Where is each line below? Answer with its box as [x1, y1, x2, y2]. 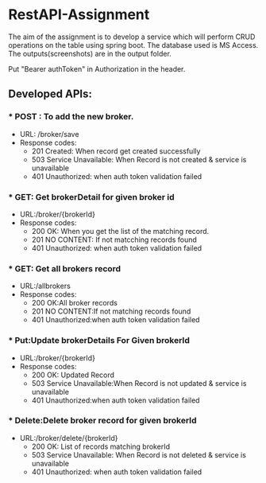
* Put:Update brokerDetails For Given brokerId [8, 335, 191, 346]
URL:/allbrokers [19, 281, 71, 291]
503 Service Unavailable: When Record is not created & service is [31, 154, 247, 164]
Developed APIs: [8, 88, 93, 101]
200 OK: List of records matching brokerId [31, 442, 171, 451]
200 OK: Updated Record [31, 370, 115, 380]
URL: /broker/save [19, 129, 79, 138]
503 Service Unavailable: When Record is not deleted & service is [31, 450, 246, 459]
